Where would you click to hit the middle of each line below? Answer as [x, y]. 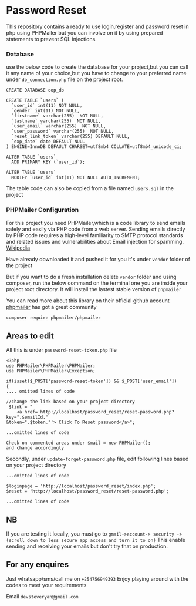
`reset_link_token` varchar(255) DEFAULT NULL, [71, 137]
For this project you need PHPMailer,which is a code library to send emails [96, 223]
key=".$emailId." [27, 418]
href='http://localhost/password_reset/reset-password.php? [99, 412]
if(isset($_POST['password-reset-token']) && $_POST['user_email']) [92, 381]
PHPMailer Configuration [43, 210]
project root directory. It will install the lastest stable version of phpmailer [94, 289]
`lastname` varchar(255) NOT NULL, [56, 121]
